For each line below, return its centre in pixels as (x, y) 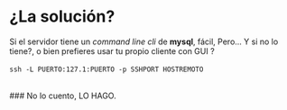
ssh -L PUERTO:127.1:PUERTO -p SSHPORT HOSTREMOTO (106, 69)
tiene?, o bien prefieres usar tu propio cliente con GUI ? (112, 50)
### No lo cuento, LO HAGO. (63, 96)
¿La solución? (62, 17)
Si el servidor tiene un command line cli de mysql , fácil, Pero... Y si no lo (144, 41)
